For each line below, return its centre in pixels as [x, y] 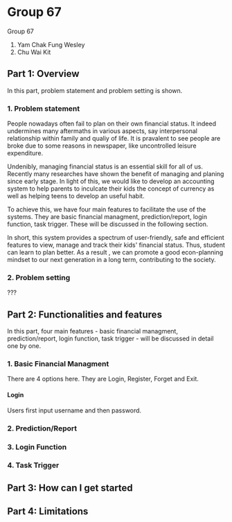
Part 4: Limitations [48, 511]
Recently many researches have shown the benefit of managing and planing [116, 174]
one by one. [24, 346]
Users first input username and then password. [74, 410]
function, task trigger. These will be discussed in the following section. [108, 224]
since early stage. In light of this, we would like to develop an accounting [111, 182]
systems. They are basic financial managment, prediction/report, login [107, 217]
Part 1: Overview [43, 74]
